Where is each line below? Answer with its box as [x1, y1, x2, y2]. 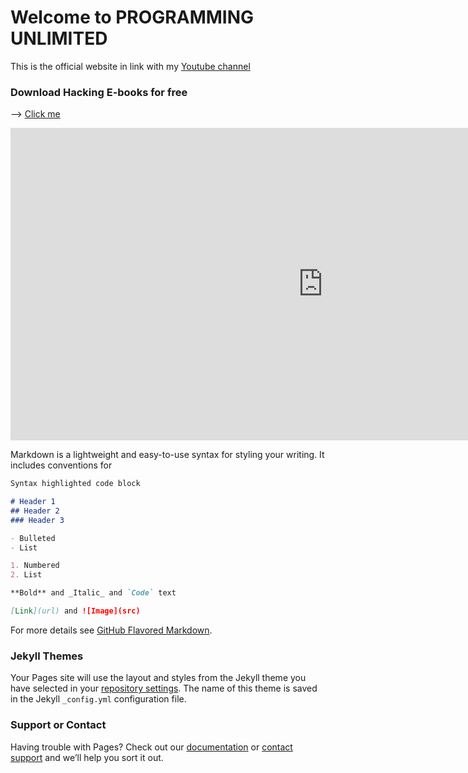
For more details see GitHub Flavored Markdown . [10, 624, 213, 636]
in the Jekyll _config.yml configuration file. [10, 693, 187, 705]
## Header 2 [10, 506, 60, 516]
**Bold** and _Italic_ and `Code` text [10, 588, 177, 598]
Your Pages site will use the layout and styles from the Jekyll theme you [10, 672, 307, 684]
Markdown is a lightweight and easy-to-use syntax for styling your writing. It [10, 449, 325, 461]
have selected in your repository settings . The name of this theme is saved [10, 682, 318, 695]
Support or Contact [10, 718, 107, 732]
